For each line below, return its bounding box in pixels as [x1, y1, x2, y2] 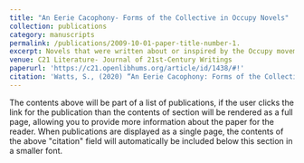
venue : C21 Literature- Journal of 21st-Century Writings [9, 55, 233, 64]
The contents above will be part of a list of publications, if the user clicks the [9, 97, 294, 108]
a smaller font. [9, 145, 63, 156]
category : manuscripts [9, 30, 95, 39]
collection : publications [9, 22, 107, 31]
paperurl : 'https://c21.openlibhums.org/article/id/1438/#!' [9, 64, 245, 73]
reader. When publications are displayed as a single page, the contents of [9, 126, 284, 137]
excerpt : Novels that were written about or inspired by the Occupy [9, 47, 273, 56]
